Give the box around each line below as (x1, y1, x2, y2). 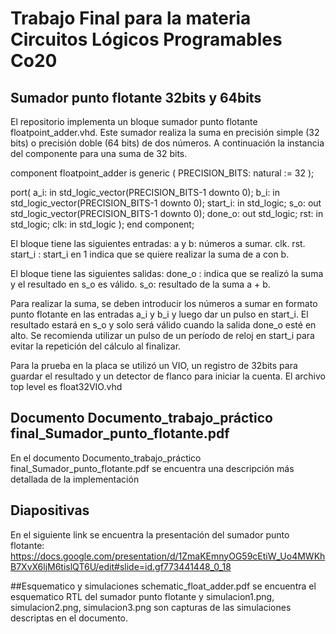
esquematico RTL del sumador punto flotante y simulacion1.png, (10, 590, 275, 602)
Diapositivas (10, 502, 90, 519)
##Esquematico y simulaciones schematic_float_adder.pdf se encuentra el (10, 580, 317, 592)
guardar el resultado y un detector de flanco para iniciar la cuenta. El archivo (10, 370, 326, 382)
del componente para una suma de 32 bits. (10, 148, 188, 159)
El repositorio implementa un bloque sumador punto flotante (10, 116, 258, 127)
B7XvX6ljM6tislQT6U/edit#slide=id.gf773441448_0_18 (10, 560, 232, 572)
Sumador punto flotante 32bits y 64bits (10, 89, 262, 106)
